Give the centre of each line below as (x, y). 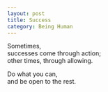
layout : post (26, 13)
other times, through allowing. (50, 61)
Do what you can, (32, 74)
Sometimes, (24, 46)
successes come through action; (54, 53)
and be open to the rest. (42, 82)
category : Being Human (40, 26)
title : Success (29, 20)
